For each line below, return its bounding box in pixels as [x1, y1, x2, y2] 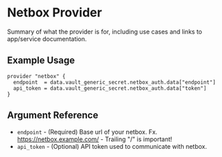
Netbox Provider [7, 5, 103, 21]
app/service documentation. [7, 34, 87, 43]
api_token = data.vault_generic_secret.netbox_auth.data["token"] [13, 84, 207, 92]
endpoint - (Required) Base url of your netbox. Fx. [16, 128, 158, 136]
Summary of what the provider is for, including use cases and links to [7, 27, 202, 36]
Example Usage [7, 55, 75, 67]
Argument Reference [7, 110, 99, 121]
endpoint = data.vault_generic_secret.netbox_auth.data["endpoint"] [13, 79, 216, 86]
